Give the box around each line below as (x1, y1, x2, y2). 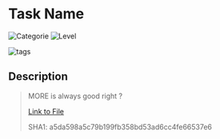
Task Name (8, 5, 85, 23)
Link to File (27, 106, 64, 116)
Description (8, 69, 68, 84)
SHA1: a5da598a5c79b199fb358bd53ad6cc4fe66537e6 (27, 121, 213, 132)
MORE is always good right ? (27, 91, 123, 101)
